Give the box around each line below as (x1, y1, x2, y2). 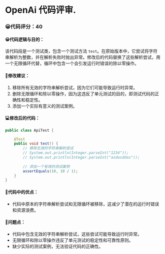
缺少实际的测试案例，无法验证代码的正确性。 (12, 243, 103, 249)
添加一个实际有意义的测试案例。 (12, 103, 77, 109)
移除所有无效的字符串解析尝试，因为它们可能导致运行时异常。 (12, 85, 138, 90)
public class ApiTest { (5, 128, 54, 133)
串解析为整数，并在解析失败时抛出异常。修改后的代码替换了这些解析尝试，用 (5, 55, 161, 60)
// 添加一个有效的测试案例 (23, 164, 70, 169)
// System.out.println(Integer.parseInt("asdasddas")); (23, 155, 140, 160)
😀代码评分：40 (5, 23, 43, 30)
